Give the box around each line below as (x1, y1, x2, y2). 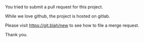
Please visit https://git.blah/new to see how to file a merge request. (5, 22, 140, 28)
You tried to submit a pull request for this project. (5, 4, 103, 10)
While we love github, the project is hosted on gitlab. (5, 13, 110, 19)
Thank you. (5, 32, 28, 37)
